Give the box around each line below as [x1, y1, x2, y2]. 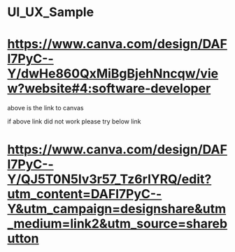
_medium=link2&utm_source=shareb [7, 216, 228, 232]
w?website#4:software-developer [7, 81, 211, 96]
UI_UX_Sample [7, 4, 94, 20]
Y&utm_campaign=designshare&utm [7, 201, 227, 217]
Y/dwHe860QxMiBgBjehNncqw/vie [7, 66, 219, 82]
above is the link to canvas [7, 104, 84, 112]
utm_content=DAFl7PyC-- [7, 186, 162, 202]
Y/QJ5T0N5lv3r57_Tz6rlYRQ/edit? [7, 172, 212, 187]
